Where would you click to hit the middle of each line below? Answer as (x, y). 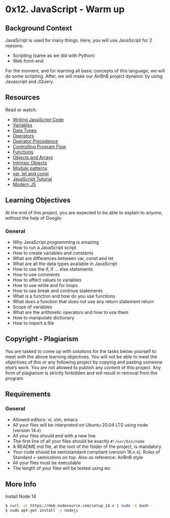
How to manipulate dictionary (43, 317)
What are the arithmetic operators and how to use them (71, 312)
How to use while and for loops (45, 285)
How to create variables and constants (53, 253)
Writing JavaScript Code (38, 119)
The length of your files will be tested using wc (61, 468)
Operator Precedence (35, 141)
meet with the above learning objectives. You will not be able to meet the (81, 357)
